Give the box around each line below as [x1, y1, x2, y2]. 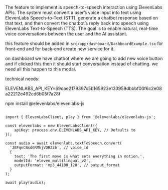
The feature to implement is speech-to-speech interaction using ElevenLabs [5, 4, 162, 10]
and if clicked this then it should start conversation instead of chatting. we [5, 61, 158, 66]
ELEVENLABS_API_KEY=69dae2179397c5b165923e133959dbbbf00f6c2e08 [5, 85, 162, 91]
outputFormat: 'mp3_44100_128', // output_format [14, 162, 120, 167]
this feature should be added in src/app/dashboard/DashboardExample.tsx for [5, 40, 163, 46]
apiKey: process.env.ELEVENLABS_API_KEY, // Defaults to [14, 127, 136, 132]
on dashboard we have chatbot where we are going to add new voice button [5, 55, 163, 61]
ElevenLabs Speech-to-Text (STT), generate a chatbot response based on [5, 15, 158, 20]
